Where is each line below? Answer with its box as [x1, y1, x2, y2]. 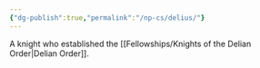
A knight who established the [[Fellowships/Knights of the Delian [9, 38, 252, 49]
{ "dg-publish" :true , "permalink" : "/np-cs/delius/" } [9, 13, 205, 23]
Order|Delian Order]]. [9, 47, 89, 59]
